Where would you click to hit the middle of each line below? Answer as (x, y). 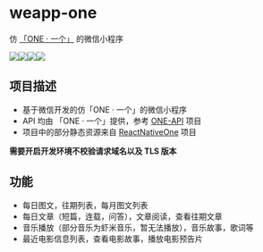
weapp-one (53, 13)
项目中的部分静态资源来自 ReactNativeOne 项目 (109, 131)
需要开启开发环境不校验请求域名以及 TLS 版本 (93, 151)
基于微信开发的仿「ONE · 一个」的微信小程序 (105, 109)
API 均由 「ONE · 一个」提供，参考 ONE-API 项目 (112, 121)
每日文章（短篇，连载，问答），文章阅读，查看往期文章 (122, 216)
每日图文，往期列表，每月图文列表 (85, 205)
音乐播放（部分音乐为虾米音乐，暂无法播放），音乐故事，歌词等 (138, 227)
